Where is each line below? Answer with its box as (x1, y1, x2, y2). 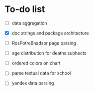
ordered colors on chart (11, 60, 61, 66)
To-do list (4, 3, 45, 15)
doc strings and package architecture (11, 30, 89, 36)
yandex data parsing (11, 80, 54, 86)
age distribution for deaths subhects (11, 50, 87, 56)
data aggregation (11, 20, 47, 26)
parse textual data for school (11, 70, 71, 76)
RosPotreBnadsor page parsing (11, 40, 77, 46)
